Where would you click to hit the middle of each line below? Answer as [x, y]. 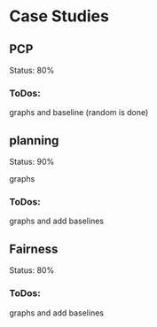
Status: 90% [32, 162]
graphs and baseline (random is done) [79, 113]
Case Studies [59, 16]
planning [34, 140]
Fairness [34, 249]
